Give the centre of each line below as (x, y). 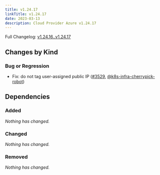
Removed (16, 157)
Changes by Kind (32, 52)
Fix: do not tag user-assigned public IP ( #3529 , (59, 76)
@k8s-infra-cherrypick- (131, 76)
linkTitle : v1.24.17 (26, 14)
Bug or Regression (27, 66)
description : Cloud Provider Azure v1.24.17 (51, 23)
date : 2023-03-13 (23, 18)
